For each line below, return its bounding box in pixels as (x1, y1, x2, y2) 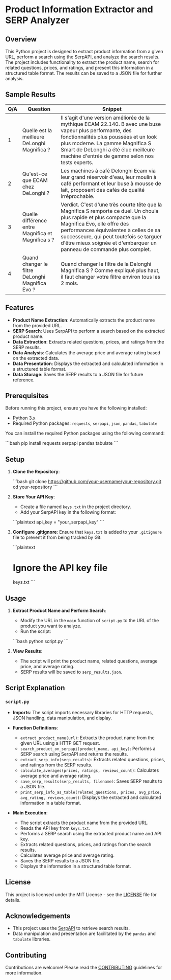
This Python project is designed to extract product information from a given (5, 49, 164, 54)
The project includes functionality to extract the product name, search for (5, 59, 159, 65)
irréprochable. (61, 193, 95, 200)
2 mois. (61, 280, 79, 287)
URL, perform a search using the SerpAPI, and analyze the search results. (5, 54, 160, 60)
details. (5, 897, 21, 903)
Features (5, 303, 34, 312)
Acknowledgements (5, 911, 71, 920)
